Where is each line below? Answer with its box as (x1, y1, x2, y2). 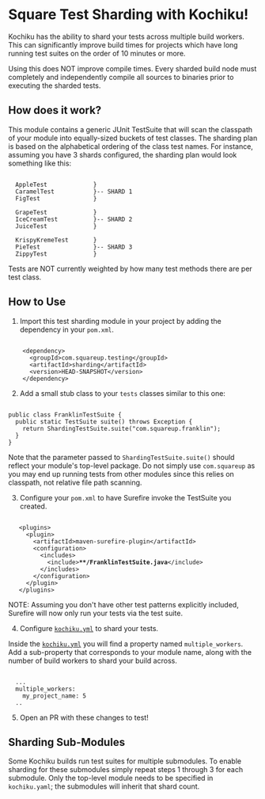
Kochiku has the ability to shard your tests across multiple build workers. (8, 32, 245, 41)
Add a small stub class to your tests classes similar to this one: (19, 388, 225, 398)
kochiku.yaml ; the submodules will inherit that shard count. (8, 782, 200, 791)
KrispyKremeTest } (15, 236, 97, 244)
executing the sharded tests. (8, 81, 101, 90)
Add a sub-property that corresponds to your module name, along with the (8, 647, 252, 656)
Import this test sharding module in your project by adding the (19, 316, 221, 325)
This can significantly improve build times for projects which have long (8, 40, 239, 49)
